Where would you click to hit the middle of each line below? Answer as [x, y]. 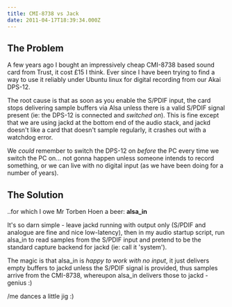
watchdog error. [30, 138]
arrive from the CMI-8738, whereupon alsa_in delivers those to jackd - [108, 276]
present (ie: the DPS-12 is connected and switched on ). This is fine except [113, 115]
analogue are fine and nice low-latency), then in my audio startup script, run [116, 233]
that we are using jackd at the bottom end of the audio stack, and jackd [109, 123]
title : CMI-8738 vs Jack [43, 14]
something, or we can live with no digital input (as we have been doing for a [115, 166]
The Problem [35, 48]
